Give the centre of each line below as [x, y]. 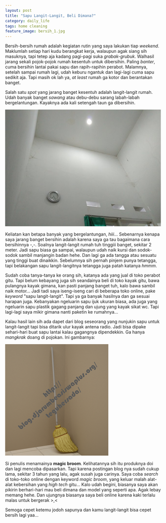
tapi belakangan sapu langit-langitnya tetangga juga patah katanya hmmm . [81, 266]
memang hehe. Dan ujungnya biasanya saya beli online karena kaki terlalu [80, 495]
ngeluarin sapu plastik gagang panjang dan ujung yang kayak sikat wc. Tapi [82, 307]
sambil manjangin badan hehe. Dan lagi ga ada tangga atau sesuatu [88, 255]
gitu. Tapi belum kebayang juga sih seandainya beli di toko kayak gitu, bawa [82, 281]
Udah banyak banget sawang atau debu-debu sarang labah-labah [72, 98]
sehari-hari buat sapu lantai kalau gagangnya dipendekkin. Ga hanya [75, 332]
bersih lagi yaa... [22, 515]
